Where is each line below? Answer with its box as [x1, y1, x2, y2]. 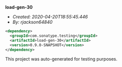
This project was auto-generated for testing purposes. [5, 56, 118, 62]
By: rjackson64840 [12, 19, 53, 25]
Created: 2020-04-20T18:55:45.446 [12, 14, 88, 19]
